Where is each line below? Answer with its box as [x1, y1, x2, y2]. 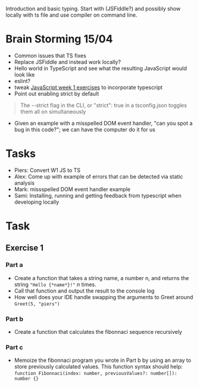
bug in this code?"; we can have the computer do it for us [14, 125, 156, 133]
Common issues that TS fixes [14, 52, 87, 59]
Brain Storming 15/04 [5, 32, 113, 46]
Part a [5, 261, 23, 269]
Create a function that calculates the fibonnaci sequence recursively [14, 328, 182, 336]
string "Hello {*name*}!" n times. [14, 281, 97, 288]
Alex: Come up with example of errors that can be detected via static [14, 173, 184, 180]
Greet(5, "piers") [14, 301, 60, 307]
